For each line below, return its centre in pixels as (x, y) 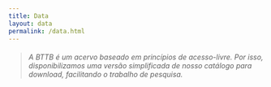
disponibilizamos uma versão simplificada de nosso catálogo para (140, 65)
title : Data (28, 16)
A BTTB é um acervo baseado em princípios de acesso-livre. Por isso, (146, 57)
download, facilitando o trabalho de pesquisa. (105, 74)
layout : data (30, 24)
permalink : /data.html (47, 31)
